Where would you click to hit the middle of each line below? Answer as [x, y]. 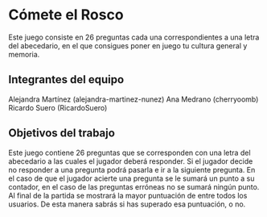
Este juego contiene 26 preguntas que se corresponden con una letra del [129, 152]
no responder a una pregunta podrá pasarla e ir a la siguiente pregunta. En [132, 169]
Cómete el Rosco [66, 15]
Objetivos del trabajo [62, 134]
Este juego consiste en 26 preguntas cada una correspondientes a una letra [134, 37]
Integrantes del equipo [66, 79]
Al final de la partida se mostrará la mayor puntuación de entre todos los [128, 195]
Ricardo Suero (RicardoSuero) [58, 107]
